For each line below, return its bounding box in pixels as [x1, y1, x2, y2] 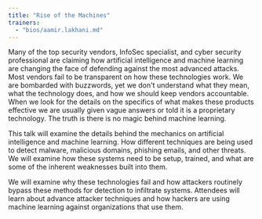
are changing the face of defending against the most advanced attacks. [8, 64, 239, 74]
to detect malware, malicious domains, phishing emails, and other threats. [8, 145, 246, 155]
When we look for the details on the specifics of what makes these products [8, 97, 255, 106]
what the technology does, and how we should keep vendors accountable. [8, 89, 249, 99]
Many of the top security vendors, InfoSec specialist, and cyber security [8, 48, 242, 57]
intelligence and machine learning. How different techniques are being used [8, 138, 253, 147]
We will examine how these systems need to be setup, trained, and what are [8, 154, 254, 163]
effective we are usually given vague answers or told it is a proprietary [8, 106, 235, 115]
